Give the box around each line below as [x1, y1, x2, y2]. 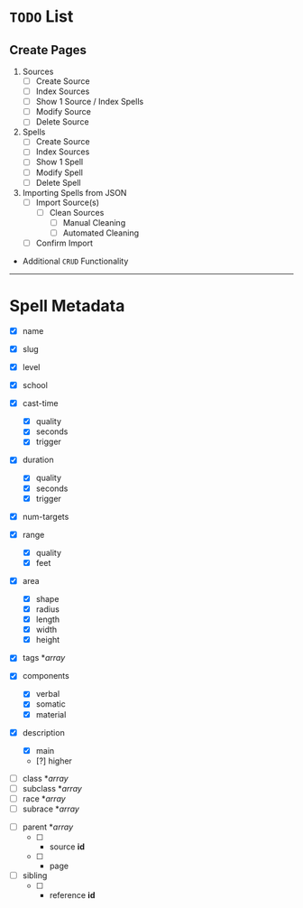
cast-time [22, 398, 59, 409]
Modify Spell [35, 167, 84, 178]
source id [49, 841, 86, 852]
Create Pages [9, 42, 87, 58]
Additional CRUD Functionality [22, 255, 129, 266]
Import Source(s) [35, 197, 100, 208]
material [35, 709, 67, 719]
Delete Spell [35, 177, 81, 188]
